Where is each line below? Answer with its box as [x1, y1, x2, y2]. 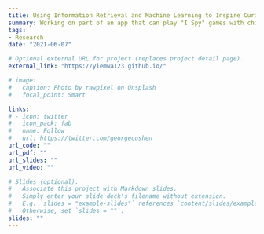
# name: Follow [8, 127, 65, 135]
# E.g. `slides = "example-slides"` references [8, 199, 174, 208]
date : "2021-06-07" [8, 41, 72, 49]
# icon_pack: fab [8, 119, 72, 128]
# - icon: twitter [8, 112, 68, 120]
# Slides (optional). [8, 177, 79, 185]
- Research [8, 33, 44, 42]
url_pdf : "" [8, 148, 47, 157]
